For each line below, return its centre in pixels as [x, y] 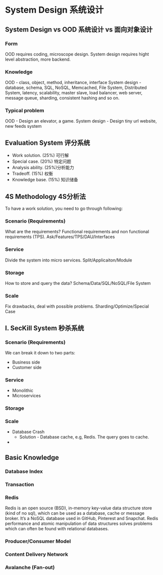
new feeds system [24, 126]
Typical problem [25, 111]
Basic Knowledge [32, 457]
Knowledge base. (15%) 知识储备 [45, 180]
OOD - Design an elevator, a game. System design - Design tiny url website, [81, 121]
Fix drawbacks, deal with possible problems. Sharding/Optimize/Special [77, 306]
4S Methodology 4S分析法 [45, 197]
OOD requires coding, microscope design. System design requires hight [77, 54]
